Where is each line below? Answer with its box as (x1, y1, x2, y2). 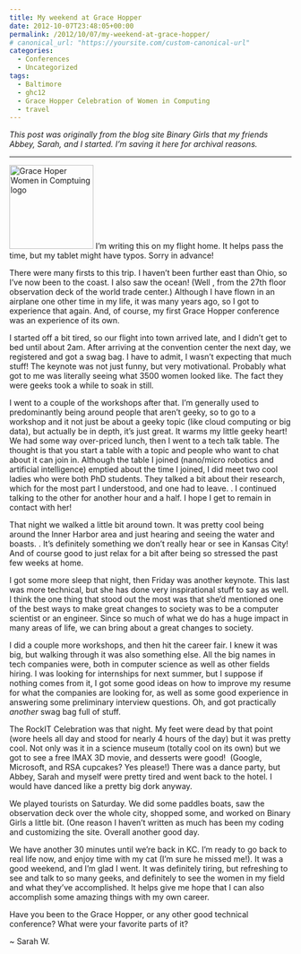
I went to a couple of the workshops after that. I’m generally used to (9, 398, 260, 408)
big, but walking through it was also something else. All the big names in (9, 649, 276, 660)
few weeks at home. (9, 557, 84, 569)
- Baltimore (17, 80, 63, 89)
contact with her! (9, 503, 73, 513)
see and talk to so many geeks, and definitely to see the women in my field (9, 872, 285, 883)
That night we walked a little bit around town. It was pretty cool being (9, 520, 264, 530)
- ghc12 (17, 88, 47, 97)
